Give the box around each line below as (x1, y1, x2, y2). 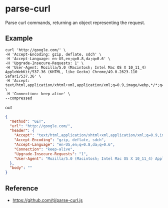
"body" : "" (9, 165, 32, 170)
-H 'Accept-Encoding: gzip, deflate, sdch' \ (5, 52, 101, 57)
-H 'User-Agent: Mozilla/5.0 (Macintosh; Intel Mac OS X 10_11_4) (5, 65, 146, 70)
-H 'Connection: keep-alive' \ (5, 91, 70, 96)
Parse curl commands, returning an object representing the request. (5, 20, 145, 26)
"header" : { (9, 128, 35, 133)
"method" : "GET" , (9, 119, 46, 124)
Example (5, 34, 33, 43)
